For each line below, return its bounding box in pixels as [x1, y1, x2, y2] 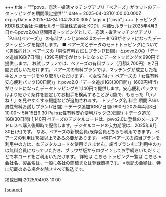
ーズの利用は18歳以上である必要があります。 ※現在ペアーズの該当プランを [9, 135, 160, 141]
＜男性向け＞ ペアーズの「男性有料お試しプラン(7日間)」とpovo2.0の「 [5, 48, 150, 54]
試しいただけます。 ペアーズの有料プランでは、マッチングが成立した [13, 67, 153, 72]
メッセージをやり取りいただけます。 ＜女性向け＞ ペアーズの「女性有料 [13, 73, 159, 79]
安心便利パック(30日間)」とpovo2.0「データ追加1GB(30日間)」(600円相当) [5, 79, 158, 85]
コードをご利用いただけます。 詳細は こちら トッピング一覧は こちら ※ [18, 154, 161, 159]
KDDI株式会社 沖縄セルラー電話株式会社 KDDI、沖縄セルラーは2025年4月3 [5, 23, 158, 29]
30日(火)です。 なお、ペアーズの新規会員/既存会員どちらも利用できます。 [5, 129, 155, 134]
